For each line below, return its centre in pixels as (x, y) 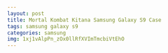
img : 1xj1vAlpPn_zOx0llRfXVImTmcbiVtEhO (66, 39)
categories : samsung (37, 33)
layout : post (26, 13)
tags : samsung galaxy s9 (43, 26)
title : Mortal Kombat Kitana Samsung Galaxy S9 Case (84, 20)
